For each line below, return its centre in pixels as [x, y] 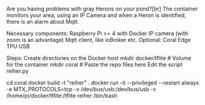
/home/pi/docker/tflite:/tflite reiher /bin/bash [62, 96]
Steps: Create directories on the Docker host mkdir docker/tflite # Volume [99, 58]
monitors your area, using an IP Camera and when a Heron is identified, [96, 15]
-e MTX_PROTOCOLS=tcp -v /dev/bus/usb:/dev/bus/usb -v [81, 89]
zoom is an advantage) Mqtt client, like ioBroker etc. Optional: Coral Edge [99, 40]
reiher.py [17, 71]
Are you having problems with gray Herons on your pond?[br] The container [102, 9]
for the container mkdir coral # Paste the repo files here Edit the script [95, 64]
